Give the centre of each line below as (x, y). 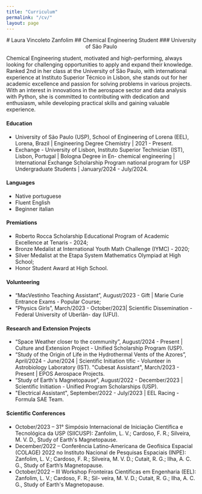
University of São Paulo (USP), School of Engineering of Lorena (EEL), (102, 137)
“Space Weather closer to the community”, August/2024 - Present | (99, 342)
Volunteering (23, 282)
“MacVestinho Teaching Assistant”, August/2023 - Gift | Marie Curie (99, 296)
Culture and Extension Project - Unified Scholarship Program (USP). (99, 348)
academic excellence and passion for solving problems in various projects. (99, 84)
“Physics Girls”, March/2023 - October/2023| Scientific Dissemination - (104, 308)
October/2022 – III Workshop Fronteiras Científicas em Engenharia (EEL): (106, 472)
